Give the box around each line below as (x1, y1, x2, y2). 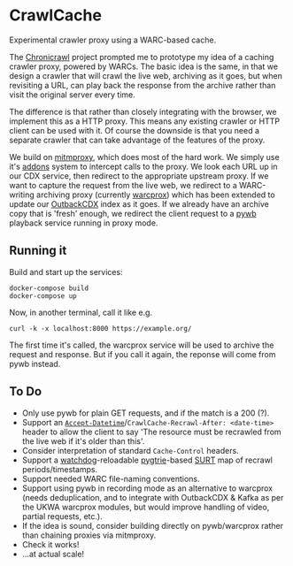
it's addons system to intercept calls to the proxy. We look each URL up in (9, 161, 278, 172)
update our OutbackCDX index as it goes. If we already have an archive (9, 198, 270, 209)
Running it (9, 243, 67, 258)
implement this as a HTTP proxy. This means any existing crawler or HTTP (9, 116, 281, 126)
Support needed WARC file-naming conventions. (21, 473, 200, 484)
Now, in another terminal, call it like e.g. (9, 307, 153, 317)
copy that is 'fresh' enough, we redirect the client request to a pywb (9, 208, 257, 218)
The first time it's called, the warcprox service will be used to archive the (9, 340, 274, 350)
